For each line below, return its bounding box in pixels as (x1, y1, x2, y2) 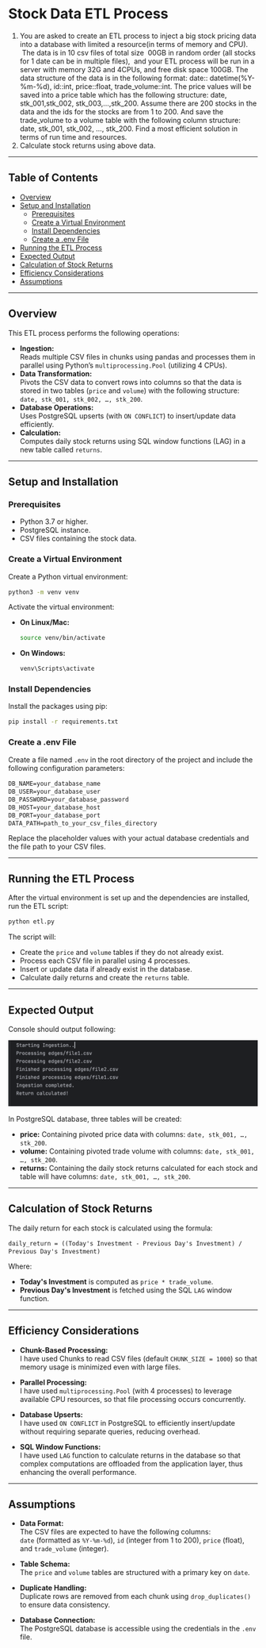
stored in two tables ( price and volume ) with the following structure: (19, 386, 240, 395)
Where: (8, 1261, 32, 1271)
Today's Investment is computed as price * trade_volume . (19, 1276, 214, 1286)
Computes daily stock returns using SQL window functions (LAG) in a (19, 436, 246, 445)
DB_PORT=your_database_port (8, 811, 101, 819)
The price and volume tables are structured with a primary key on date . (19, 1568, 251, 1577)
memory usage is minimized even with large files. (19, 1362, 181, 1372)
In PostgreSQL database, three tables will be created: (8, 1115, 182, 1124)
